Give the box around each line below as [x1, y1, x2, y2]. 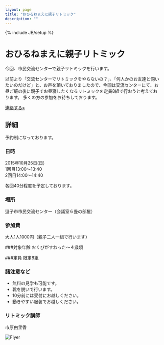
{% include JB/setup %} [5, 30, 54, 36]
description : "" [5, 16, 38, 21]
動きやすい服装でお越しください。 [12, 299, 81, 305]
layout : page [5, 7, 32, 12]
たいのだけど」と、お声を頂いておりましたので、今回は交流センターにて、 [5, 82, 155, 88]
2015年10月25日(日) [5, 160, 45, 166]
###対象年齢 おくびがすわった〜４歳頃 [5, 244, 83, 250]
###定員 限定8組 [5, 255, 39, 261]
